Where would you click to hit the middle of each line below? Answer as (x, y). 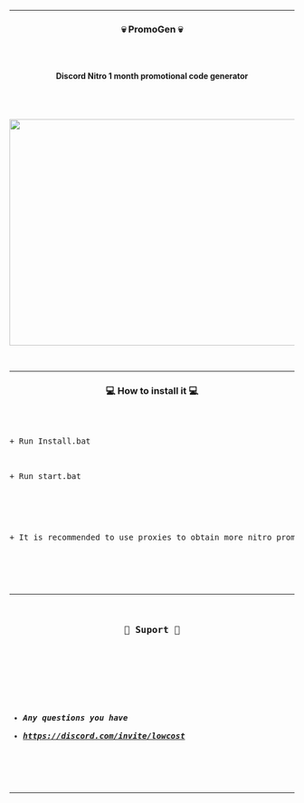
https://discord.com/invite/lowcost (104, 736)
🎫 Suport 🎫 (152, 630)
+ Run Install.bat (50, 441)
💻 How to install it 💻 (152, 391)
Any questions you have (75, 717)
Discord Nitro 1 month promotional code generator (152, 76)
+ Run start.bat (45, 476)
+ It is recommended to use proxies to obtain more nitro (141, 537)
